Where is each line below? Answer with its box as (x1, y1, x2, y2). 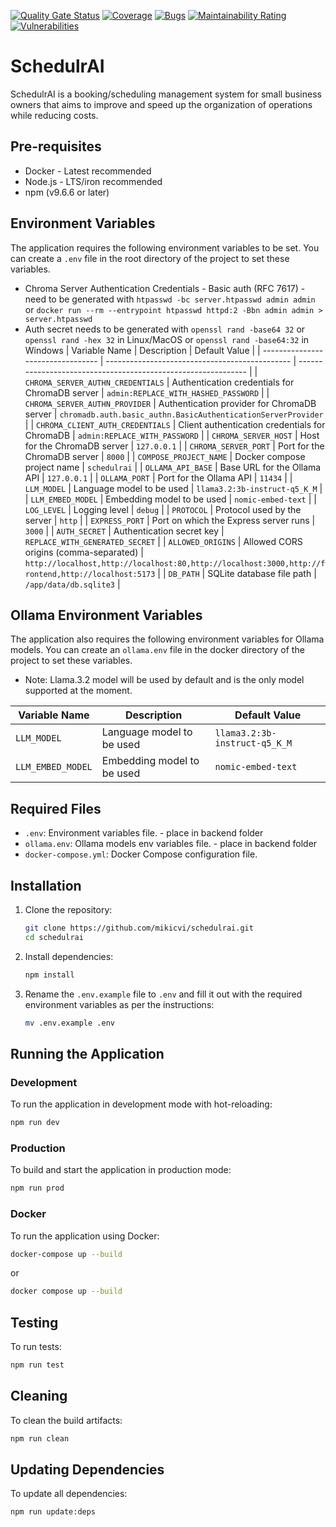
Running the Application (10, 1045, 165, 1062)
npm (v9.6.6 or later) (24, 186, 110, 198)
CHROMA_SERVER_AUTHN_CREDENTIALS (24, 378, 165, 388)
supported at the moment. (24, 685, 133, 697)
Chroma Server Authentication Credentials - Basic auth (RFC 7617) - (24, 282, 306, 294)
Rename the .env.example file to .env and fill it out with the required (24, 988, 303, 1000)
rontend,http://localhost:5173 (24, 569, 156, 579)
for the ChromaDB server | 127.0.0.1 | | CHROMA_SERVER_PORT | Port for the (24, 440, 325, 452)
